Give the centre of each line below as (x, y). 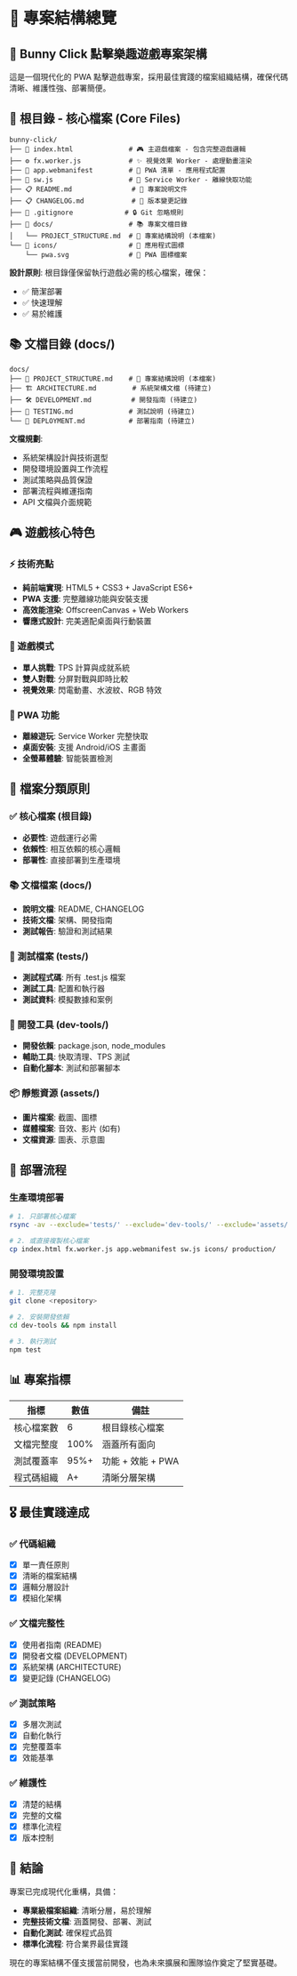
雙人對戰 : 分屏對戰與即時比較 (75, 679)
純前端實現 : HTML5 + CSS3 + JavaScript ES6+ (108, 588)
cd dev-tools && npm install (63, 1325)
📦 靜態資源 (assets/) (55, 1093)
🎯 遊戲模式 (32, 647)
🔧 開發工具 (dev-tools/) (59, 1025)
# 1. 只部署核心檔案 (43, 1217)
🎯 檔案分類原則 (50, 789)
